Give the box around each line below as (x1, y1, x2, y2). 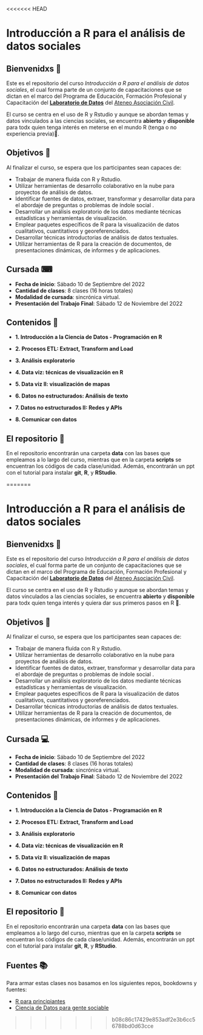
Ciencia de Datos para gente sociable (15, 1004, 109, 1011)
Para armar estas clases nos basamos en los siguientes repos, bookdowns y (6, 980, 197, 987)
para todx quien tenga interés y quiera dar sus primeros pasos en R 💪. (6, 599, 181, 607)
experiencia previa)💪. (6, 130, 59, 137)
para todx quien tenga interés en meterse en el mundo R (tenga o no (6, 124, 177, 131)
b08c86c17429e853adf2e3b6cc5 (111, 1016, 196, 1023)
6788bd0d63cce (111, 1022, 154, 1030)
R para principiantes (15, 998, 65, 1005)
